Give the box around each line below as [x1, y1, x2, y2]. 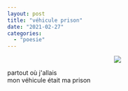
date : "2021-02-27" [7, 23, 64, 30]
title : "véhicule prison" [7, 17, 83, 24]
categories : [7, 29, 42, 37]
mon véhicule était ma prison [7, 76, 91, 85]
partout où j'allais [7, 69, 57, 77]
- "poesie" [13, 36, 45, 43]
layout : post [7, 10, 45, 17]
